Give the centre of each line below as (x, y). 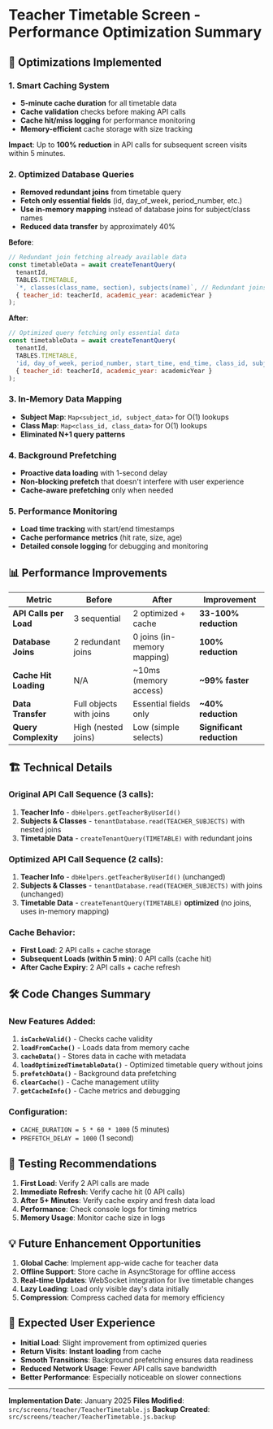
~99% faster (224, 680)
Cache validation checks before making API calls (103, 111)
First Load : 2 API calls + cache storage (85, 950)
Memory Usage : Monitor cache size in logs (93, 1218)
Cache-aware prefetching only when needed (97, 490)
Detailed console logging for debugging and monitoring (114, 546)
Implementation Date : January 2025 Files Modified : (96, 1401)
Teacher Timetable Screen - (105, 15)
